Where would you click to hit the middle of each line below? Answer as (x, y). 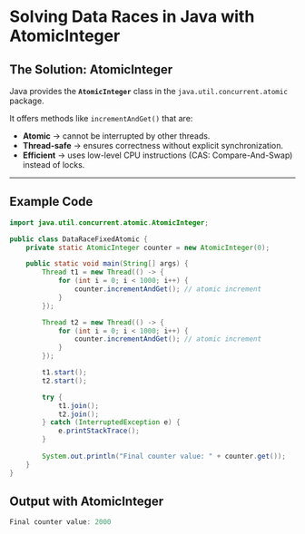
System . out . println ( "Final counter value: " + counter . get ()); (164, 456)
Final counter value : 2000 (60, 522)
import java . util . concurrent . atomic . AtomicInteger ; (109, 223)
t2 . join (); (79, 414)
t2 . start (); (65, 381)
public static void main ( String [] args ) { (107, 264)
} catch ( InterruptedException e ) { (111, 422)
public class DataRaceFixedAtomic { (79, 239)
